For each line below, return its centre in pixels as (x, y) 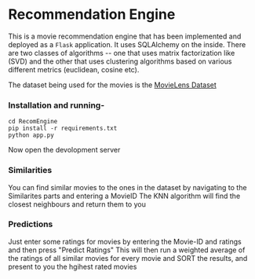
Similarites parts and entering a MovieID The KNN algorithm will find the (124, 196)
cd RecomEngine (33, 122)
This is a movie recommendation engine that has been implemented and (125, 36)
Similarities (30, 171)
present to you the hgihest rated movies (73, 266)
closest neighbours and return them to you (77, 204)
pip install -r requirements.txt (63, 128)
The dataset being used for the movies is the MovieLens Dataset (113, 85)
